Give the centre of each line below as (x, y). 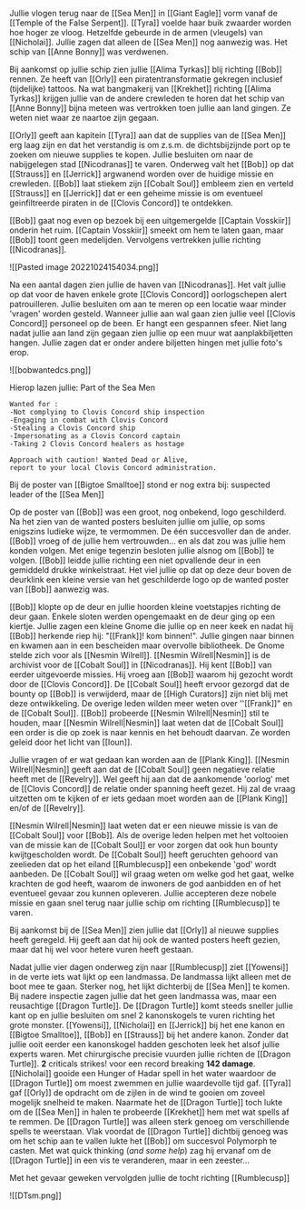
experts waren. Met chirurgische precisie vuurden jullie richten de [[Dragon (150, 1054)
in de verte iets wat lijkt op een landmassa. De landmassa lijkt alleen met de (151, 977)
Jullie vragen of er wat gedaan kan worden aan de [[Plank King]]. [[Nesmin (150, 760)
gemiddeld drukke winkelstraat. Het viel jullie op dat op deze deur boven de (151, 570)
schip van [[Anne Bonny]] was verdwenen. (89, 52)
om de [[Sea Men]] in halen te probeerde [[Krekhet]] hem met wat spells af (149, 1112)
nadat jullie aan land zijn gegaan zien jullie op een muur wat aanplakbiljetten (151, 333)
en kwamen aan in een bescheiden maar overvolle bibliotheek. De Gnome (147, 645)
